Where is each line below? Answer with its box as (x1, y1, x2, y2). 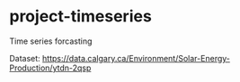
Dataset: (9, 53, 40, 63)
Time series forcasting (9, 36, 93, 46)
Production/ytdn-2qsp (9, 62, 92, 73)
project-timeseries (9, 6, 153, 27)
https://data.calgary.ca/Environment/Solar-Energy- (41, 53, 231, 63)
